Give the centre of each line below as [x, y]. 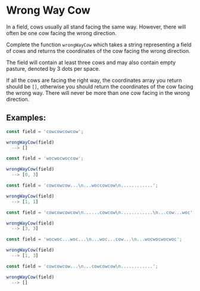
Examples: [26, 118]
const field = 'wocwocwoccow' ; [45, 159]
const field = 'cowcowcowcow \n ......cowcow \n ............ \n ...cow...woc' [100, 212]
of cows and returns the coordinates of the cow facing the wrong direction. [98, 50]
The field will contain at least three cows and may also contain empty [91, 62]
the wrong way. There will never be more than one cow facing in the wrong [98, 93]
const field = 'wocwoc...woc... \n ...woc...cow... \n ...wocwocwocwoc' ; [94, 239]
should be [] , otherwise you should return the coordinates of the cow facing [100, 86]
